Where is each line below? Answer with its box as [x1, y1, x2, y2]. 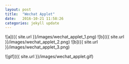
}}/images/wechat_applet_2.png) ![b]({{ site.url [5, 39, 98, 45]
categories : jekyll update [5, 20, 59, 26]
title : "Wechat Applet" [5, 12, 55, 16]
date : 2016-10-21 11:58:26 [5, 16, 64, 21]
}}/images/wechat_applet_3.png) [5, 44, 70, 50]
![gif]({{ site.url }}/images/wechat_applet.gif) [5, 54, 94, 60]
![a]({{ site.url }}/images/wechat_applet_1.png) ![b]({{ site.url [5, 34, 125, 40]
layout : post [5, 7, 31, 12]
